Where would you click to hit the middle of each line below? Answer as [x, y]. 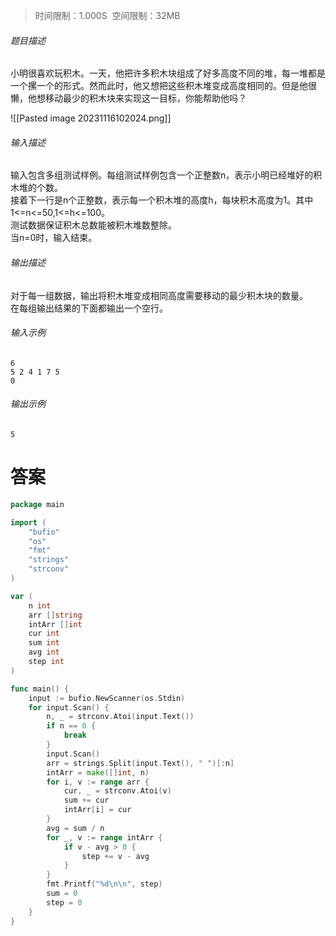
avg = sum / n [75, 828]
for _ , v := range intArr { [104, 837]
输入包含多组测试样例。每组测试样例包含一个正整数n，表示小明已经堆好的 [162, 175]
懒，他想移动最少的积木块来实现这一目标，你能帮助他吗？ [128, 98]
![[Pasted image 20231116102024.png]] [91, 118]
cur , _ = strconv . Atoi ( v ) [117, 791]
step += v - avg [115, 856]
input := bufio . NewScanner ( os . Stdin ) [107, 698]
